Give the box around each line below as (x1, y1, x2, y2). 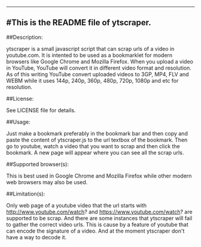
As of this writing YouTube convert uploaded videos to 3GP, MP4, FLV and (6, 70, 190, 78)
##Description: (6, 34, 43, 41)
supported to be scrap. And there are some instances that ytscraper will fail (6, 214, 193, 222)
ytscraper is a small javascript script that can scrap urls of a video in (6, 45, 175, 52)
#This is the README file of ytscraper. (6, 17, 151, 28)
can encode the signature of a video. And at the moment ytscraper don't (6, 227, 185, 234)
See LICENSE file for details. (6, 106, 76, 114)
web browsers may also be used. (6, 178, 88, 186)
